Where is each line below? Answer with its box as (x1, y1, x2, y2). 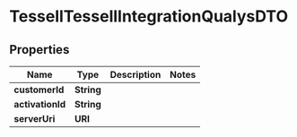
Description (109, 69, 162, 81)
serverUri (13, 113, 56, 124)
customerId (13, 83, 65, 96)
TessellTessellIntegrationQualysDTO (9, 6, 289, 27)
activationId (13, 98, 66, 110)
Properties (9, 42, 70, 57)
